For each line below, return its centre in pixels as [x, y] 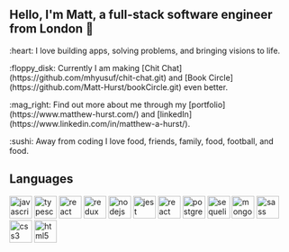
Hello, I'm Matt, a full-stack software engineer [141, 15]
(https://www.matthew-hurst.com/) [74, 114]
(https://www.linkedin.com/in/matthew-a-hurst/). [100, 123]
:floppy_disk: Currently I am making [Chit [85, 67]
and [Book [187, 77]
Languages [41, 179]
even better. [205, 87]
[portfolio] [207, 104]
